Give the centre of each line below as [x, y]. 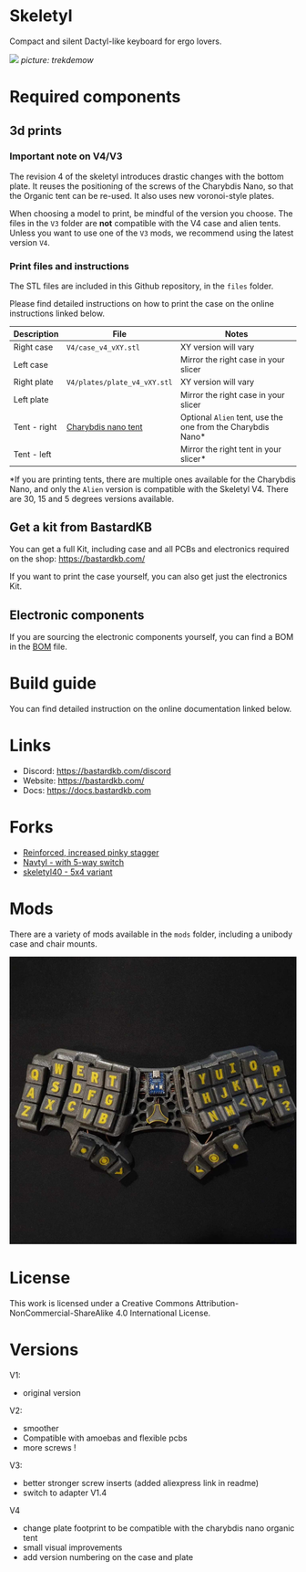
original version [51, 1392]
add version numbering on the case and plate [108, 1556]
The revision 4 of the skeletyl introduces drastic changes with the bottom [147, 176]
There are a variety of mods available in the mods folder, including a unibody [151, 934]
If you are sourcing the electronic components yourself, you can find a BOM [152, 637]
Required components [95, 97]
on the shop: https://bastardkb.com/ [77, 559]
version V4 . [30, 242]
